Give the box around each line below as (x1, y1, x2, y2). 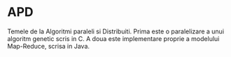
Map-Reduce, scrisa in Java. (7, 42, 90, 50)
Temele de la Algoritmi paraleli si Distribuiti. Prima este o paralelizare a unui (7, 27, 225, 35)
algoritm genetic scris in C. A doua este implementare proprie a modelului (7, 34, 220, 42)
